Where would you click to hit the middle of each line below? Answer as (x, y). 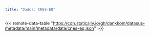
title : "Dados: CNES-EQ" (30, 9)
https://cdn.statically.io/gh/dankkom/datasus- (99, 23)
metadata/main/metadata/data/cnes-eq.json (50, 28)
